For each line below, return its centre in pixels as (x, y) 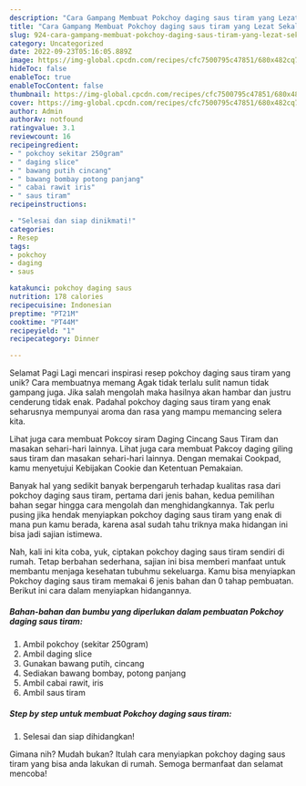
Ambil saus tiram (54, 693)
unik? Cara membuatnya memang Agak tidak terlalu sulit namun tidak (139, 383)
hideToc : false (38, 69)
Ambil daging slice (57, 654)
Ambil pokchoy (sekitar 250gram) (85, 645)
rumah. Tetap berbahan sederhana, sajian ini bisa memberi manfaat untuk (148, 562)
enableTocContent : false (56, 86)
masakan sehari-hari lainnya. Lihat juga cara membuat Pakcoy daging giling (151, 449)
